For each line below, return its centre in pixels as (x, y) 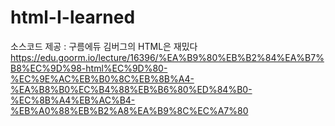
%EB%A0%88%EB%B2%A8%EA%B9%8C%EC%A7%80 (129, 110)
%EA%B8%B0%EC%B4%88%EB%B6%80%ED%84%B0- (131, 89)
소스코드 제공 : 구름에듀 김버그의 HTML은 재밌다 (104, 46)
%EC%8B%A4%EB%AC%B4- (73, 100)
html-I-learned (73, 17)
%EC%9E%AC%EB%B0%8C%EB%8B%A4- (102, 78)
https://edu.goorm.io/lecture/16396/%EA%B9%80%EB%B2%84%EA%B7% (167, 57)
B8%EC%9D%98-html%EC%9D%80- (89, 68)
